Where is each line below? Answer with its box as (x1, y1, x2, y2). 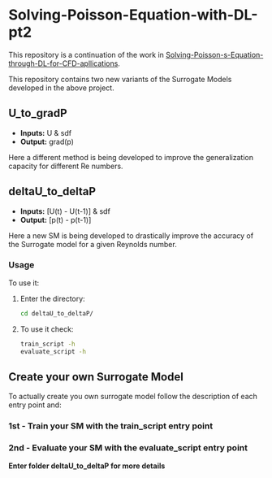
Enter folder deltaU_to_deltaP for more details (8, 461, 166, 471)
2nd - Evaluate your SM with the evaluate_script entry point (8, 442, 248, 454)
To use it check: (19, 324, 74, 334)
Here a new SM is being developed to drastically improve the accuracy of (8, 230, 254, 241)
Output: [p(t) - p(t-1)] (19, 215, 92, 224)
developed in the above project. (8, 83, 115, 93)
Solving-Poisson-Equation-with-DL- (8, 6, 258, 24)
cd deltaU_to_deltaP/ (19, 309, 93, 318)
